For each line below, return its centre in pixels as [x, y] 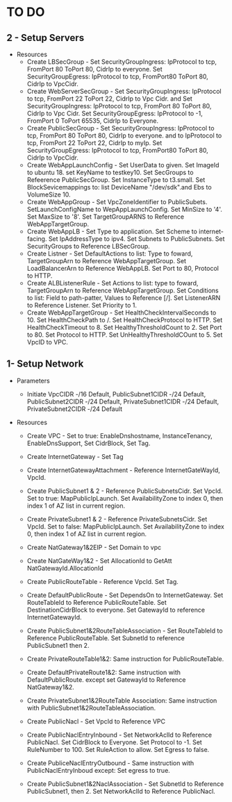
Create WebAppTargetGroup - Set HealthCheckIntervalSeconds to [122, 312]
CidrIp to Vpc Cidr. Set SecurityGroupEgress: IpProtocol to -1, [115, 113]
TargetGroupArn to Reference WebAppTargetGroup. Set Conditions [123, 290]
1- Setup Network [45, 364]
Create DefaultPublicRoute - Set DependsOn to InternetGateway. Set [125, 595]
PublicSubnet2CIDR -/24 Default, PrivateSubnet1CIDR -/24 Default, [123, 401]
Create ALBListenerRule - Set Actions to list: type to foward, [113, 283]
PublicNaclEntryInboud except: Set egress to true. [99, 770]
